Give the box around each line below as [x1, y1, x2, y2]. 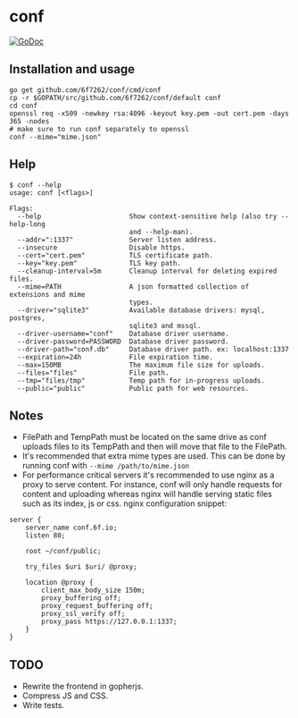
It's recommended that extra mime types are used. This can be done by [21, 451, 286, 461]
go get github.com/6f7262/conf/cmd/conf [9, 85, 162, 95]
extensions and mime [9, 290, 87, 299]
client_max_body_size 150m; [41, 586, 145, 596]
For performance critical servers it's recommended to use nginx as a [21, 469, 275, 480]
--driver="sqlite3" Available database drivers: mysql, [17, 306, 266, 315]
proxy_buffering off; [41, 594, 122, 603]
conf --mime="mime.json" [9, 132, 102, 141]
